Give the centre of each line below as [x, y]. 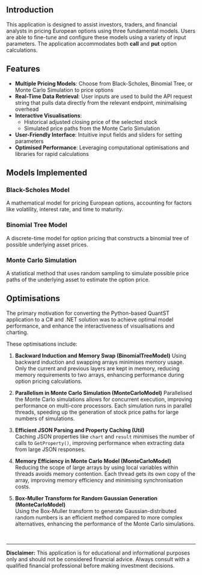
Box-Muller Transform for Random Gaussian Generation [86, 498]
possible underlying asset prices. [47, 244]
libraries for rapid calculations [52, 154]
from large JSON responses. [50, 449]
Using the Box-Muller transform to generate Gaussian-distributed [96, 511]
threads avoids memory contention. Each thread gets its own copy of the [105, 474]
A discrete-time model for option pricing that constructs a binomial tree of [98, 238]
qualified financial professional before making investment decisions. [90, 565]
